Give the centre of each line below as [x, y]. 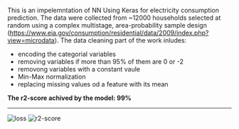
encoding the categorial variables [67, 54]
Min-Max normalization [52, 77]
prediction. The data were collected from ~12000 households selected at [114, 18]
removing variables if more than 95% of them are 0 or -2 [100, 62]
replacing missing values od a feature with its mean [93, 84]
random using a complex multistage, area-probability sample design [107, 25]
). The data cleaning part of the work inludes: [121, 40]
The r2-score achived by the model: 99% [69, 98]
